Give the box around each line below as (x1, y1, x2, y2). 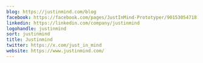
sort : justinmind (6, 31, 50, 37)
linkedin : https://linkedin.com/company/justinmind (6, 20, 140, 26)
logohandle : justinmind (6, 25, 67, 32)
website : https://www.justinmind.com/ (6, 48, 105, 54)
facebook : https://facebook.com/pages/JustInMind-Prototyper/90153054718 (6, 14, 198, 20)
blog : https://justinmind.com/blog (6, 8, 97, 15)
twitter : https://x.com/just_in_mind (6, 43, 102, 49)
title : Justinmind (6, 37, 53, 43)
